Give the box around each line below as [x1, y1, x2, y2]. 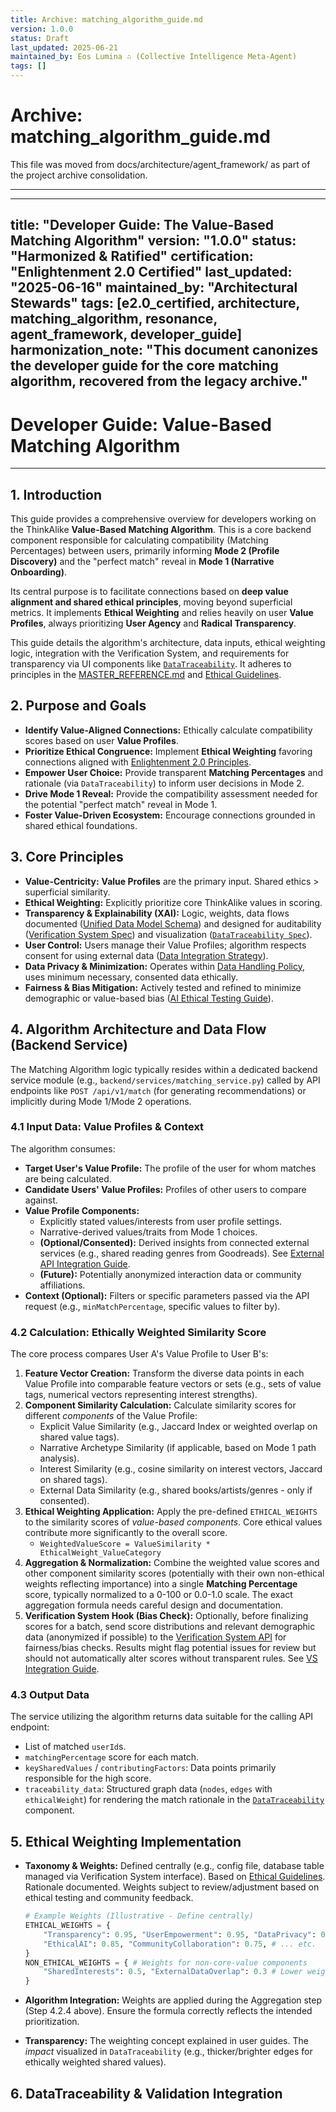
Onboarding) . [10, 566, 68, 578]
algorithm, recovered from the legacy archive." [10, 373, 309, 390]
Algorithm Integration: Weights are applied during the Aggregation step [24, 1994, 323, 2006]
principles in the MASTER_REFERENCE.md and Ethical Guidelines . [10, 669, 282, 681]
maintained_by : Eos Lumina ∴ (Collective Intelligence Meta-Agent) [10, 52, 298, 62]
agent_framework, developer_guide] [10, 326, 243, 343]
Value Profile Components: [24, 1204, 140, 1216]
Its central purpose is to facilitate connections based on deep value [10, 586, 289, 598]
